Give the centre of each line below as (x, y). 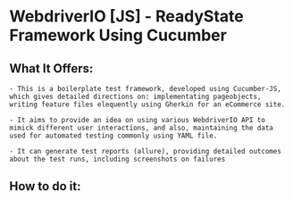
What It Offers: (51, 68)
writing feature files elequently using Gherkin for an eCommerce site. (147, 104)
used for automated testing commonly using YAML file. (113, 136)
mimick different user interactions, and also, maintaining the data (142, 128)
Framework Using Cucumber (118, 35)
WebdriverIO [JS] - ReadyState (126, 17)
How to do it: (45, 186)
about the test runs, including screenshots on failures (117, 159)
